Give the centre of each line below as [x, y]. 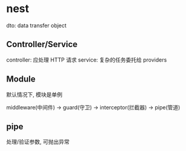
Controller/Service [42, 44]
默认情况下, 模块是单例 [34, 94]
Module [21, 79]
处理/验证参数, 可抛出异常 [38, 142]
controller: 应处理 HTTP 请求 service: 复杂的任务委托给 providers [87, 60]
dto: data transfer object [37, 25]
